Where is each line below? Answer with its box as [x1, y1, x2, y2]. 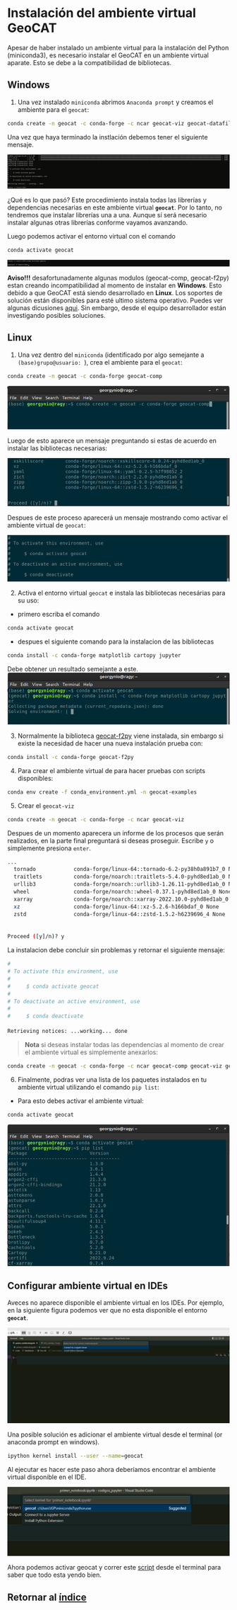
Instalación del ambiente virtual [7, 5, 196, 21]
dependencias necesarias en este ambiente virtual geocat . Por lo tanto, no [7, 203, 222, 212]
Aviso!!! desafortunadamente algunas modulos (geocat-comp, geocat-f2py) [7, 274, 229, 282]
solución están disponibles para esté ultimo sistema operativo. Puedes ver [7, 296, 224, 305]
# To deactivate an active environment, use [7, 998, 140, 1005]
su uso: [17, 596, 39, 605]
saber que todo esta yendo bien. [7, 1570, 102, 1580]
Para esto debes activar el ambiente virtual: [17, 1096, 144, 1105]
